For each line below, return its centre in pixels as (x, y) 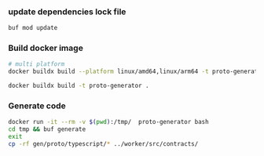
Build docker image (46, 48)
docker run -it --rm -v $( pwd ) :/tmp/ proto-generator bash (109, 122)
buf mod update (33, 28)
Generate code (37, 106)
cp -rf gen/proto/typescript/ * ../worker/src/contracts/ (103, 144)
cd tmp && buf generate (47, 129)
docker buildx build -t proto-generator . (79, 86)
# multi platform (37, 64)
